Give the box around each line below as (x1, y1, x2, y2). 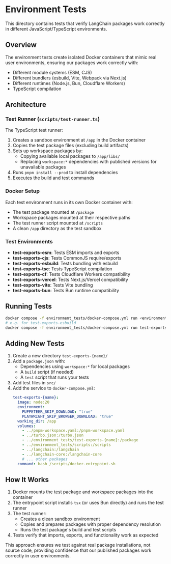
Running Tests (5, 302, 52, 311)
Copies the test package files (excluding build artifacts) (12, 143, 129, 149)
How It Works (5, 475, 49, 484)
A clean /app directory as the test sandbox (12, 225, 102, 231)
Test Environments (5, 238, 53, 245)
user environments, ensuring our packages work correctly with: (5, 60, 138, 66)
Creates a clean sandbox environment (20, 516, 100, 522)
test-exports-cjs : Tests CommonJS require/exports (12, 255, 122, 261)
